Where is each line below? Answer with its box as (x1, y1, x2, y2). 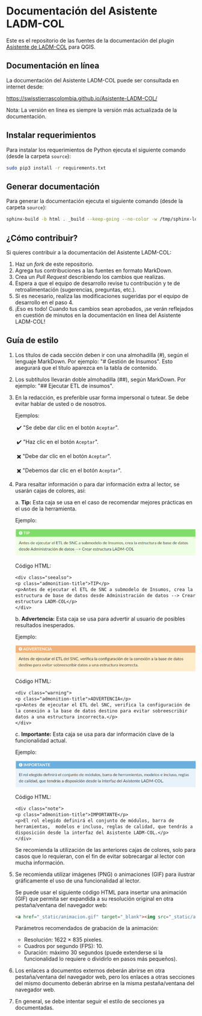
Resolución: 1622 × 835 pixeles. (23, 936, 103, 943)
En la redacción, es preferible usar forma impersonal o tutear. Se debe (14, 394, 189, 401)
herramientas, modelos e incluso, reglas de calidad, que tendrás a (14, 824, 194, 830)
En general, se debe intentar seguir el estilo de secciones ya (14, 998, 165, 1005)
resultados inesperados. (14, 621, 75, 629)
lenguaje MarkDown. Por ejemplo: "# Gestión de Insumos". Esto (14, 358, 173, 365)
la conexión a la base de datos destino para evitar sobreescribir (14, 708, 188, 714)
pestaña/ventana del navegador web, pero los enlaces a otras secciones (14, 973, 195, 981)
